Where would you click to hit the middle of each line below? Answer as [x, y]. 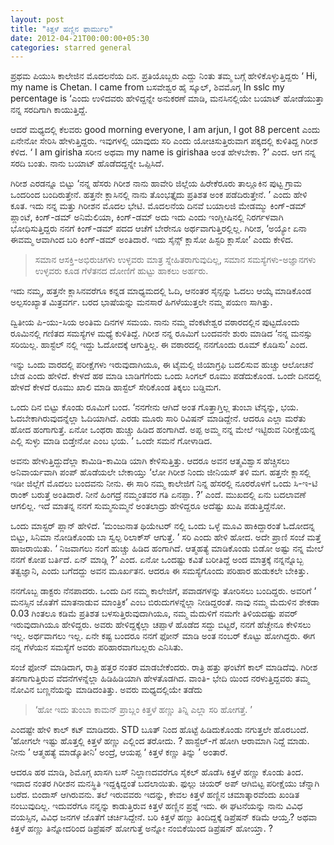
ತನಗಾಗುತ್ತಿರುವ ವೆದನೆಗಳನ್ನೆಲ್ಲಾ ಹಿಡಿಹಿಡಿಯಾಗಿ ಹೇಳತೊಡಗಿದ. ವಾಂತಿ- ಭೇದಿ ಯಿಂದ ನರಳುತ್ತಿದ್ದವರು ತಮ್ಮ [160, 678]
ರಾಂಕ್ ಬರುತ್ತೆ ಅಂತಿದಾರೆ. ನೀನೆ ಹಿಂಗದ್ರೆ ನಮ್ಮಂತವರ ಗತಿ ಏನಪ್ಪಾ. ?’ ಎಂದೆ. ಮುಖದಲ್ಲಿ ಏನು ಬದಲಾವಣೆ [158, 495]
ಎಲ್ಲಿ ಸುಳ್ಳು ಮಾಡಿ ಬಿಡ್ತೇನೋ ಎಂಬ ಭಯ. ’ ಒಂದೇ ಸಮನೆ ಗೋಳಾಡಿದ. [111, 441]
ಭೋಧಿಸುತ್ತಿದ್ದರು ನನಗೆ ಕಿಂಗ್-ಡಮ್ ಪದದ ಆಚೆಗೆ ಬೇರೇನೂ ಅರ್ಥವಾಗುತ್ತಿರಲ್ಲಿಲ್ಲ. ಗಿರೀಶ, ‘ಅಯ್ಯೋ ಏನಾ [158, 228]
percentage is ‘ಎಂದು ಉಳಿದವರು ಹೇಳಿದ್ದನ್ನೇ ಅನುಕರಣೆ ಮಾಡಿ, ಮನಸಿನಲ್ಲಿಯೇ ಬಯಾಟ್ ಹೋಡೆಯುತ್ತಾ [167, 98]
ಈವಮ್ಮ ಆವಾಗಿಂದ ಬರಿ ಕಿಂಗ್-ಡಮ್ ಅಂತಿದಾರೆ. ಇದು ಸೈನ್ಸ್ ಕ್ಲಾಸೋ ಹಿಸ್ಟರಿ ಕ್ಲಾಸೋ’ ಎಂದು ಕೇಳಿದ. [152, 240]
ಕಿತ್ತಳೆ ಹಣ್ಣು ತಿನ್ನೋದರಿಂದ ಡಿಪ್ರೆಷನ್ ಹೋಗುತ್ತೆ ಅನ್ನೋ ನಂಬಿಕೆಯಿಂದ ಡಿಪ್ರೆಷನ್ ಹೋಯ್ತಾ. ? [141, 828]
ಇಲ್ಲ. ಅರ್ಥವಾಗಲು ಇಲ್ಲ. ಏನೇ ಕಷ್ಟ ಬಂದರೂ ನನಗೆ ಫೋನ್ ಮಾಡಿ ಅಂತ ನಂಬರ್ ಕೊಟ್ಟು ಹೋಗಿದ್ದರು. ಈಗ [163, 636]
